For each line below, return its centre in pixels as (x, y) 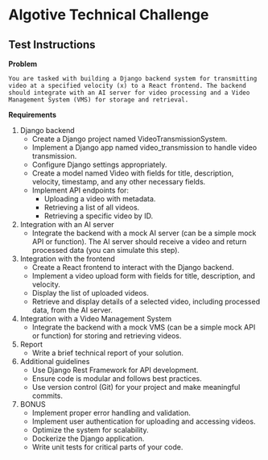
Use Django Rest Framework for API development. (115, 370)
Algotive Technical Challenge (109, 15)
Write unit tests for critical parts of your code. (107, 447)
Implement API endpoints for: (80, 190)
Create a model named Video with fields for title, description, (133, 173)
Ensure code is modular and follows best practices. (117, 379)
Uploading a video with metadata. (100, 199)
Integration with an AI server (67, 224)
